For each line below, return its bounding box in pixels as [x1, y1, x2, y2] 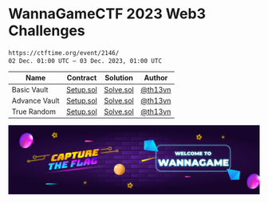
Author [144, 73, 168, 83]
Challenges [8, 21, 85, 40]
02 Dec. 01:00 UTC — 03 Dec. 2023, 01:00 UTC [8, 57, 162, 64]
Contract [66, 73, 97, 83]
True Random [11, 107, 57, 116]
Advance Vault [11, 96, 60, 105]
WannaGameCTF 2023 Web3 [8, 5, 206, 23]
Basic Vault [11, 84, 49, 94]
